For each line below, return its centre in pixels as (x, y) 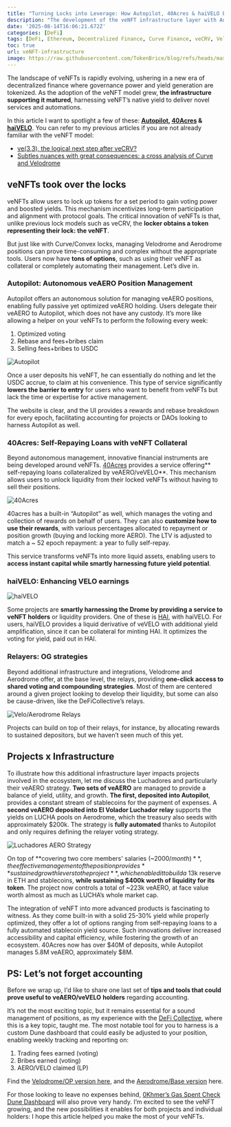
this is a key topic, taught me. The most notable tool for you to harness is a (113, 1025)
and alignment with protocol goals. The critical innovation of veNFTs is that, (114, 216)
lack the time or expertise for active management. (78, 397)
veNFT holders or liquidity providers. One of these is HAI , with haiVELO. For (114, 617)
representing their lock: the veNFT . (58, 230)
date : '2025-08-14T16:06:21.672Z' (57, 26)
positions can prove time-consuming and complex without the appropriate (112, 251)
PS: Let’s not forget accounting (75, 973)
